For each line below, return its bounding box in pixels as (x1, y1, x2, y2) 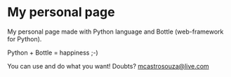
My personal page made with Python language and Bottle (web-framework (7, 27, 224, 36)
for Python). (7, 34, 42, 43)
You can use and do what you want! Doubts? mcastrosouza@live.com (7, 62, 209, 70)
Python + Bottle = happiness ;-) (7, 48, 98, 57)
